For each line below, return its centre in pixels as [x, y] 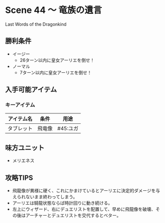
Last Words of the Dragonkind [36, 24]
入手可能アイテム [31, 90]
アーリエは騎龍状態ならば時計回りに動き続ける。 [62, 203]
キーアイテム [20, 105]
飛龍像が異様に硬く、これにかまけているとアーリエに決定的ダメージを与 [86, 191]
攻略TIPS [19, 178]
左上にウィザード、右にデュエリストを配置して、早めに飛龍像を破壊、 [84, 209]
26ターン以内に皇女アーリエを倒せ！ [57, 60]
